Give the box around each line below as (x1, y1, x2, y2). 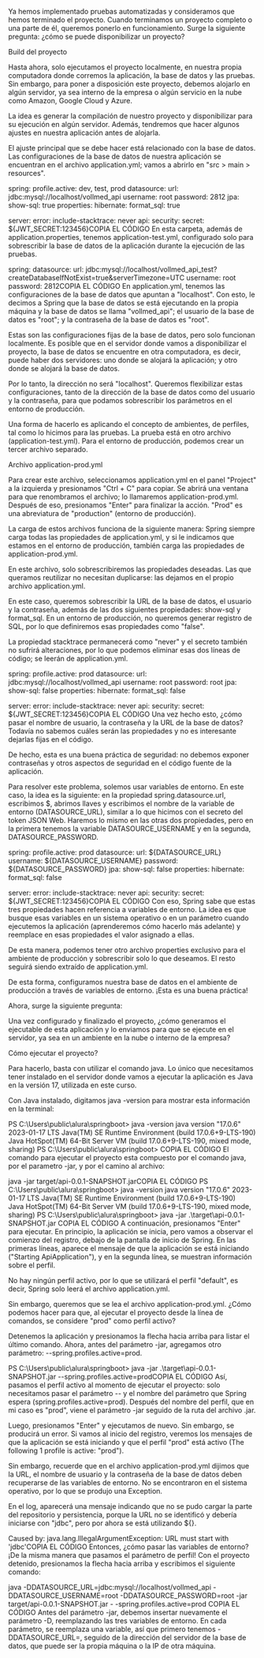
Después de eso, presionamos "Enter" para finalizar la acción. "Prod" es (8, 500, 243, 510)
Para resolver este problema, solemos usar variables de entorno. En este (8, 782, 244, 792)
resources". (8, 169, 46, 178)
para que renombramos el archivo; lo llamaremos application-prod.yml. (8, 492, 239, 501)
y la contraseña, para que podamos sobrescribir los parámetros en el (8, 396, 232, 405)
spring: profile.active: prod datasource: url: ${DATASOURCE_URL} (8, 848, 222, 857)
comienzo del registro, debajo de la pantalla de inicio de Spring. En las (8, 1235, 236, 1244)
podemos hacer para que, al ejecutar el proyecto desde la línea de (8, 1308, 224, 1317)
